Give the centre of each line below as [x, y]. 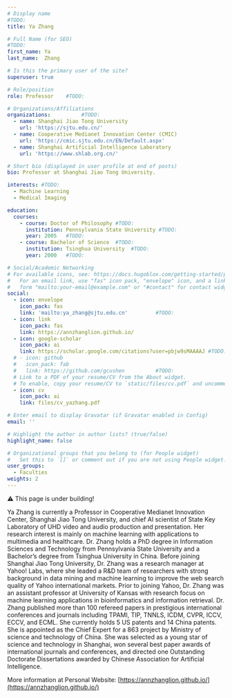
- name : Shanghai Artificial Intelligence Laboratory [92, 147]
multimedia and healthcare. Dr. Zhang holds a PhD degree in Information [110, 541]
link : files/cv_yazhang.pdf [60, 403]
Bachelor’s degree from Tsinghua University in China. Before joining [104, 556]
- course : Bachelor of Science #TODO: [77, 243]
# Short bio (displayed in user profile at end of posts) [92, 166]
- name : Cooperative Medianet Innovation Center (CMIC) [95, 134]
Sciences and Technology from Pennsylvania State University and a [104, 549]
